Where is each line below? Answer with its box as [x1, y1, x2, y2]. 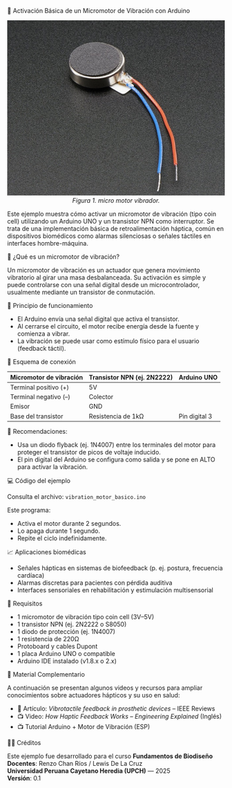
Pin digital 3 [178, 412, 213, 420]
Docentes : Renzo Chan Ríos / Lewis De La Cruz [7, 760, 143, 768]
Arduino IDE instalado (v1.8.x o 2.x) [17, 657, 117, 666]
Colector [88, 393, 114, 401]
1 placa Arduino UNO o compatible [17, 650, 115, 658]
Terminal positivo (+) [10, 383, 70, 391]
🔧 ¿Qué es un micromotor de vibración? [7, 253, 119, 261]
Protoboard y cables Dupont [17, 642, 98, 650]
